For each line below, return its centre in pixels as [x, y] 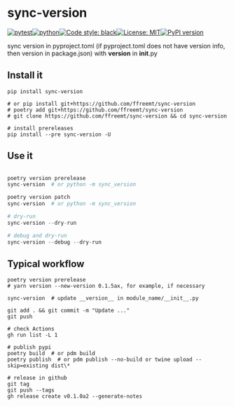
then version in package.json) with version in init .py [82, 53]
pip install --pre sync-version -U [59, 134]
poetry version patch [39, 198]
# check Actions [31, 329]
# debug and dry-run [37, 235]
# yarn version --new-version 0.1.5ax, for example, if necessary [106, 286]
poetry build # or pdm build [51, 354]
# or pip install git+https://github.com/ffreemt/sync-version [102, 104]
